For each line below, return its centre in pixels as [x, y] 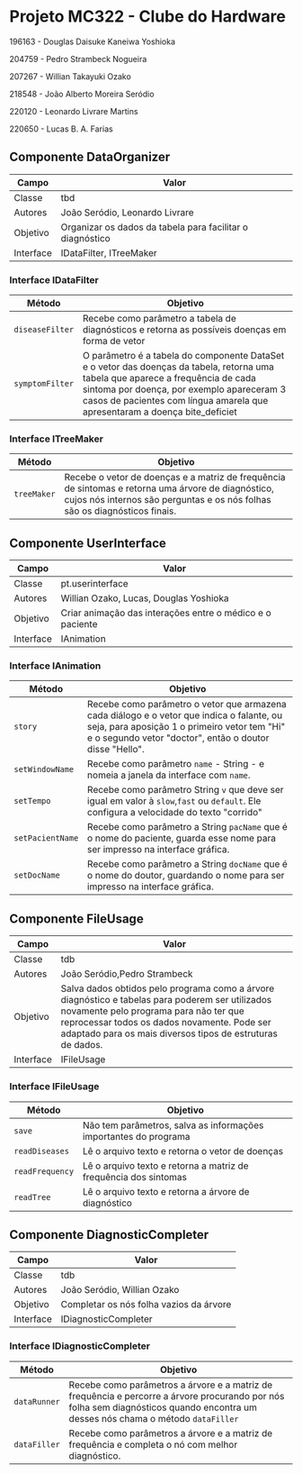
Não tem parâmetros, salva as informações [173, 1125]
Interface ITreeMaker [56, 439]
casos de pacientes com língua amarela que [175, 401]
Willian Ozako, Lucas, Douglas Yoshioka [145, 598]
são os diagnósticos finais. [120, 511]
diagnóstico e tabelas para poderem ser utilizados [166, 1000]
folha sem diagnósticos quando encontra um [163, 1407]
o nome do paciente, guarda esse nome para [182, 838]
